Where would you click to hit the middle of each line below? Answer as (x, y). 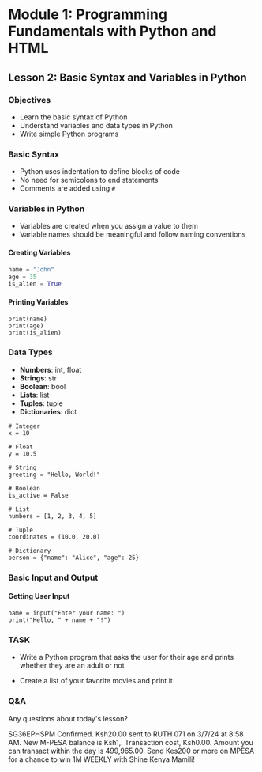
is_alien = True (35, 284)
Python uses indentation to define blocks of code (99, 172)
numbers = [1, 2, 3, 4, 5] (52, 516)
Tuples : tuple (41, 403)
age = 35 (22, 277)
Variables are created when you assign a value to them (109, 226)
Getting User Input (39, 596)
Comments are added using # (67, 188)
